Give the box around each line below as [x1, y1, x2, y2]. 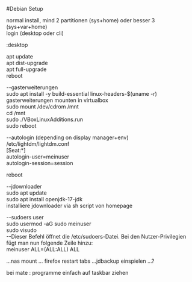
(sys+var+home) [6, 23, 48, 30]
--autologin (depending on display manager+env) [6, 134, 129, 141]
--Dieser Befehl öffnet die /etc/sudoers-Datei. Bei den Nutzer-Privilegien [6, 233, 187, 240]
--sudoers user [6, 214, 44, 221]
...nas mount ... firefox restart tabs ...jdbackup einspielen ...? [6, 257, 155, 265]
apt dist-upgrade [6, 60, 48, 66]
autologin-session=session [6, 160, 73, 166]
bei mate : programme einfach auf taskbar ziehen [6, 269, 129, 276]
